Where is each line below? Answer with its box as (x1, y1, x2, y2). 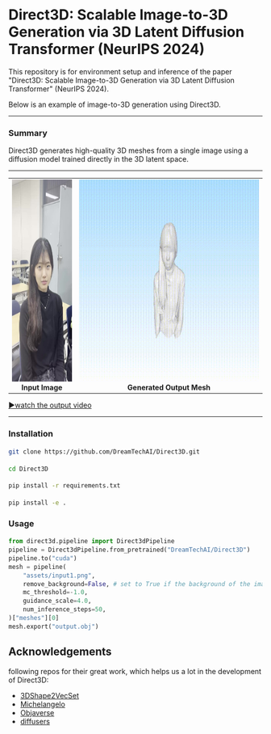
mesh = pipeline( (8, 563, 67, 571)
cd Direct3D (8, 465, 48, 473)
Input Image (21, 382, 63, 392)
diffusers (19, 716, 51, 726)
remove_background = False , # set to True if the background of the (23, 580, 251, 588)
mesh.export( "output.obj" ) (8, 622, 99, 631)
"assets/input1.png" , (23, 572, 95, 580)
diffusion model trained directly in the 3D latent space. (8, 154, 190, 164)
